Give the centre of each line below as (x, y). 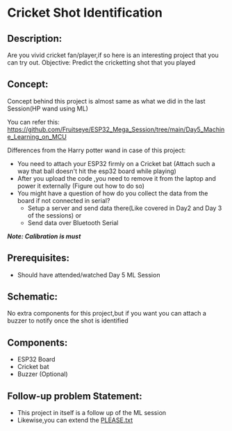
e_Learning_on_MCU (37, 136)
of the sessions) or (55, 215)
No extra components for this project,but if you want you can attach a (107, 314)
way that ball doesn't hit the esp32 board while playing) (97, 171)
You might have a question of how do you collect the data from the (113, 193)
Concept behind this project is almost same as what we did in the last (106, 101)
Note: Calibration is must (44, 236)
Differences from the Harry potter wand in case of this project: (97, 150)
